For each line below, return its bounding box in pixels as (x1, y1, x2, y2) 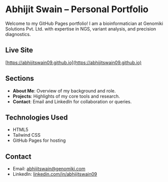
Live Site (5, 46, 33, 54)
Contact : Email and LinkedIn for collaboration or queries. (12, 98, 132, 105)
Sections (5, 74, 34, 83)
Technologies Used (5, 113, 68, 122)
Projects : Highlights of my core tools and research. (12, 93, 120, 99)
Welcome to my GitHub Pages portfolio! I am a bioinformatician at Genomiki (5, 20, 163, 26)
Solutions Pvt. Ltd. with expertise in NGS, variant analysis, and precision (5, 25, 156, 32)
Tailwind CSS (12, 132, 41, 138)
